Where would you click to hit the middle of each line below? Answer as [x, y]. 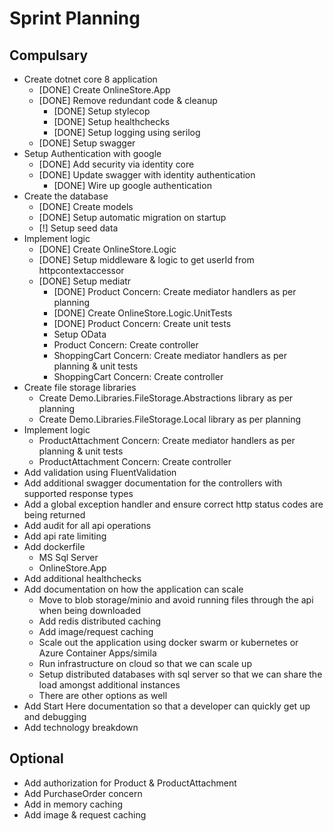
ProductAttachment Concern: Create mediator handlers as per [167, 440]
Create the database [66, 196]
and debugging [55, 716]
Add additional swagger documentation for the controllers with [153, 483]
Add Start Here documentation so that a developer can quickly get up [167, 706]
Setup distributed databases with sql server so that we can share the [180, 674]
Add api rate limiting [65, 536]
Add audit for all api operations [87, 525]
